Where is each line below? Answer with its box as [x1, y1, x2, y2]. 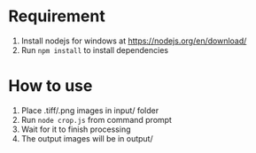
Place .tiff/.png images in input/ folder [20, 104, 159, 116]
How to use [8, 76, 93, 96]
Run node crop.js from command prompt [20, 114, 172, 125]
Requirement [8, 6, 105, 27]
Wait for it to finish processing [20, 124, 131, 134]
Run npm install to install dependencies [20, 44, 169, 55]
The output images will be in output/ [20, 133, 153, 143]
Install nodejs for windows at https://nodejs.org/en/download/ [20, 35, 247, 46]
